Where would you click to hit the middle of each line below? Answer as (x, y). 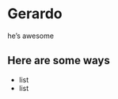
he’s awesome (31, 36)
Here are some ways (59, 61)
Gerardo (35, 14)
